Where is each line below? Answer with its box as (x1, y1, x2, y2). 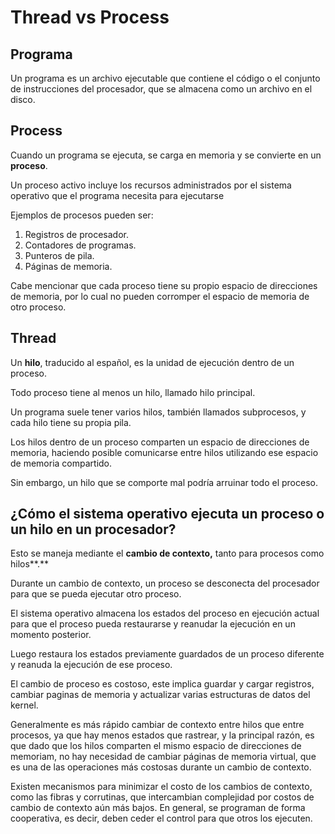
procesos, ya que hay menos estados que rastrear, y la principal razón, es (10, 729, 315, 741)
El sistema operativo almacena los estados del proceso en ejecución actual (10, 607, 320, 620)
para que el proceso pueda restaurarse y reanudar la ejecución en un (10, 618, 296, 630)
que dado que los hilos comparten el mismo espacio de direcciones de (10, 740, 302, 752)
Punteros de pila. (24, 249, 95, 261)
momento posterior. (10, 629, 92, 641)
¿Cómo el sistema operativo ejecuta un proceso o (10, 506, 325, 523)
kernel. (10, 699, 39, 711)
